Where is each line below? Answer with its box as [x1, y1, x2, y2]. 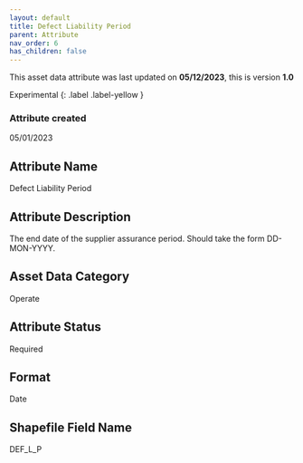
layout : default [9, 13, 71, 23]
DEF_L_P [9, 444, 43, 455]
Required [9, 343, 43, 354]
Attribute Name [9, 159, 98, 174]
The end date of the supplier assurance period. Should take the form [9, 233, 265, 245]
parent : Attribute [9, 30, 79, 39]
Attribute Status [9, 319, 102, 335]
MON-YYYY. [9, 243, 56, 254]
